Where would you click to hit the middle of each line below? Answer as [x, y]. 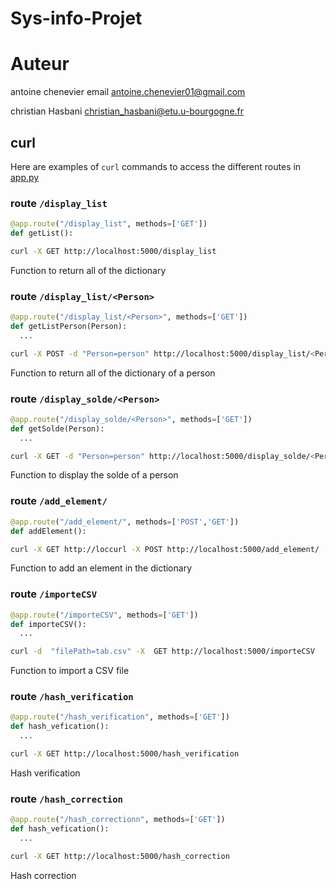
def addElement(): [48, 531]
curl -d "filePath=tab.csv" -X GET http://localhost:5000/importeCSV [162, 652]
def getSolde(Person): [57, 428]
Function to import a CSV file [70, 671]
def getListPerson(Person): [69, 327]
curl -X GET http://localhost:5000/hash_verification [125, 754]
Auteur [40, 64]
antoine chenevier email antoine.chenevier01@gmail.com [128, 92]
